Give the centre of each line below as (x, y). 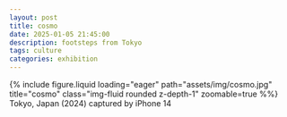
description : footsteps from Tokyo (76, 42)
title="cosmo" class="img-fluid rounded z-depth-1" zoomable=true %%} (144, 94)
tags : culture (36, 51)
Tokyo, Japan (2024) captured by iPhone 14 (91, 103)
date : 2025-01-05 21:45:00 (60, 34)
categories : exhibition (54, 59)
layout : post (34, 17)
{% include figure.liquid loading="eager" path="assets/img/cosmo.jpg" (141, 84)
